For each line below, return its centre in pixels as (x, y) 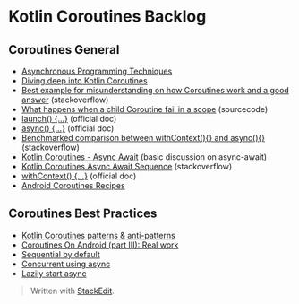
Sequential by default (60, 254)
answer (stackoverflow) (65, 100)
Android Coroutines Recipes (73, 185)
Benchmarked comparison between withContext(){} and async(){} (143, 138)
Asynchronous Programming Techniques (97, 71)
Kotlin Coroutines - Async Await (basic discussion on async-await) (144, 157)
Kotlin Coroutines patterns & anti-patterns (98, 235)
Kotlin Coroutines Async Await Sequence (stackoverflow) (127, 166)
